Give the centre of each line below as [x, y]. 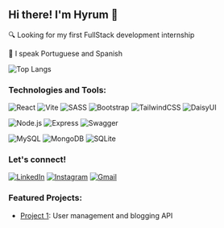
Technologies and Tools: [58, 89]
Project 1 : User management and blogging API [96, 215]
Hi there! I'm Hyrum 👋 [63, 15]
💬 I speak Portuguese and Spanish [66, 53]
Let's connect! [37, 160]
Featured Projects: [46, 198]
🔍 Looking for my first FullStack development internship [102, 35]
